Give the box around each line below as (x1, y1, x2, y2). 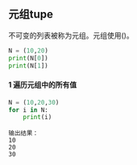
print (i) (23, 113, 52, 122)
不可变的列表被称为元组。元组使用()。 (8, 31, 135, 40)
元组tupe (8, 7, 54, 22)
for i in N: (8, 105, 48, 114)
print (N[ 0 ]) (8, 54, 48, 62)
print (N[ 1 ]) (8, 61, 48, 70)
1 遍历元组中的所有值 (8, 80, 77, 90)
